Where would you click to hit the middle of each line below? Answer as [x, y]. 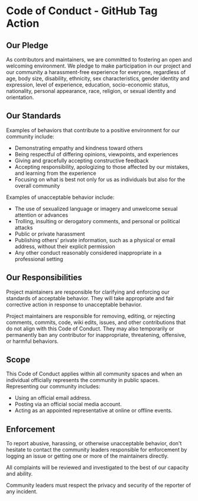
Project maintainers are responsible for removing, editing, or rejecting [91, 316]
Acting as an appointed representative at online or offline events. [93, 410]
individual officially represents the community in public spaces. [83, 380]
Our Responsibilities [44, 277]
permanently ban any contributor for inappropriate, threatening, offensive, [96, 335]
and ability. [20, 474]
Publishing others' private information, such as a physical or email [95, 240]
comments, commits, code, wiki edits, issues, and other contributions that [96, 322]
